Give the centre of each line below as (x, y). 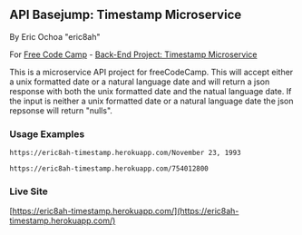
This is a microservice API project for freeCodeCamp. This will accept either (151, 72)
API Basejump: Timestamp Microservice (126, 15)
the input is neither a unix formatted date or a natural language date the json (151, 101)
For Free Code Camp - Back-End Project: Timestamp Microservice (133, 54)
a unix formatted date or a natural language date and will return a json (140, 82)
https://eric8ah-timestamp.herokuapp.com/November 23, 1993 (126, 153)
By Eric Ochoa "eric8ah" (55, 36)
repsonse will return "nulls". (61, 110)
